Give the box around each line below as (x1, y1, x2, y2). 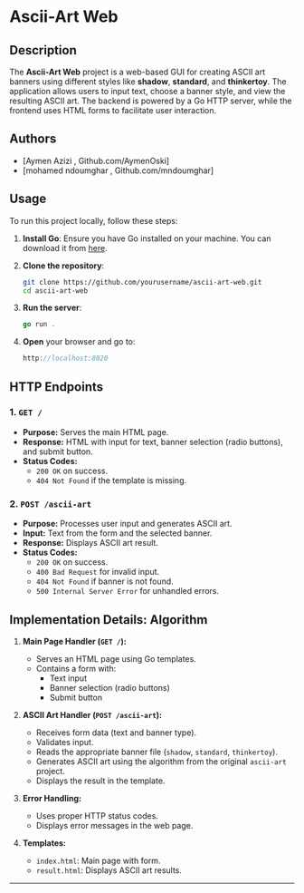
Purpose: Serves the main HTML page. (22, 426, 169, 437)
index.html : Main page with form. (35, 855, 161, 866)
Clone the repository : (22, 260, 105, 271)
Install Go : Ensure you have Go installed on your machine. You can (22, 233, 271, 244)
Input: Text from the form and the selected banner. (22, 528, 213, 539)
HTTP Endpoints (9, 379, 104, 394)
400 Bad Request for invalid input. (35, 567, 160, 578)
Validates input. (35, 736, 94, 747)
